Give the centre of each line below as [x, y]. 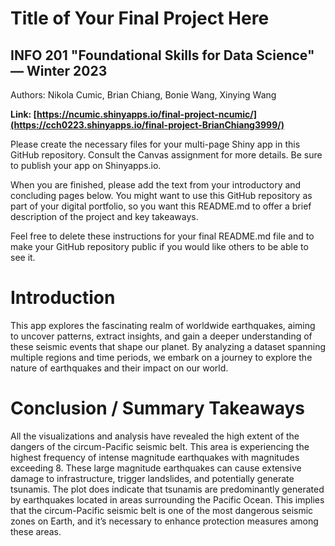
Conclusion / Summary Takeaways [158, 408]
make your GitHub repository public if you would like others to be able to [159, 246]
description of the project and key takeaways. [104, 216]
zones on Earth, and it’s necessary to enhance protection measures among [164, 521]
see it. [23, 257]
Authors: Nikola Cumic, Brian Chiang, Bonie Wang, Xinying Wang [143, 95]
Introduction [63, 298]
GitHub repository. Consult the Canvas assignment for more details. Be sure [166, 155]
